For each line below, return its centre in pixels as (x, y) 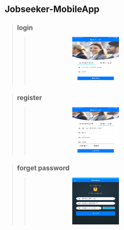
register (29, 98)
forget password (43, 168)
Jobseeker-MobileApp (52, 9)
